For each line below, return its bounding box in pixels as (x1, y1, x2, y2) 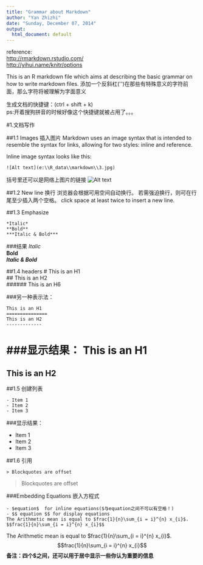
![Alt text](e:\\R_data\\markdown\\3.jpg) (6, 165, 115, 171)
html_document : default (12, 32, 72, 38)
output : (6, 26, 26, 32)
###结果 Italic (6, 243, 41, 250)
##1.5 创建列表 (6, 385, 43, 393)
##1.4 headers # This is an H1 (6, 268, 80, 275)
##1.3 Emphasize (6, 209, 49, 216)
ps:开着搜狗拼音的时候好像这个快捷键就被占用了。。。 (6, 108, 137, 116)
